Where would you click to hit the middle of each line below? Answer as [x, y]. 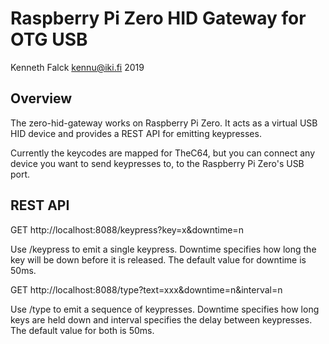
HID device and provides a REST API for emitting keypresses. [136, 133]
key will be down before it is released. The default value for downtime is [158, 259]
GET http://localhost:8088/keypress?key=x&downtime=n [127, 229]
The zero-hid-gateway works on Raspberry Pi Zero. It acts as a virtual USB [164, 123]
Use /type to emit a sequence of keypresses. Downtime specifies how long [165, 309]
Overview [41, 98]
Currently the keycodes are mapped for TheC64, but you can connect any [163, 153]
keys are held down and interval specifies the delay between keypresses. [161, 319]
